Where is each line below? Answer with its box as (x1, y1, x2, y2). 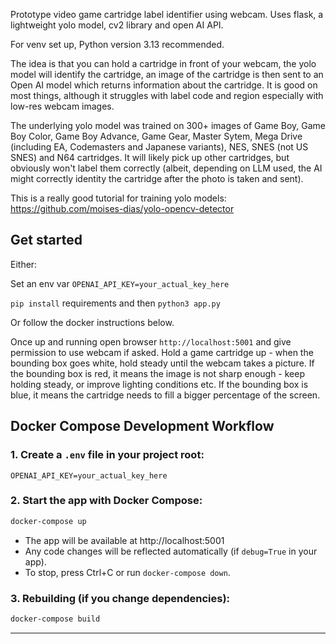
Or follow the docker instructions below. (10, 316, 175, 328)
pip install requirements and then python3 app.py (10, 297, 221, 309)
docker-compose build (10, 614, 101, 624)
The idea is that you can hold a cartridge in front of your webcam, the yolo (10, 58, 317, 69)
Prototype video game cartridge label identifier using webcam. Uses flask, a (10, 9, 324, 20)
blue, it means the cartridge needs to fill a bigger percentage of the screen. (10, 389, 321, 401)
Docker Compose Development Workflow (10, 418, 275, 435)
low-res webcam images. (10, 100, 115, 112)
